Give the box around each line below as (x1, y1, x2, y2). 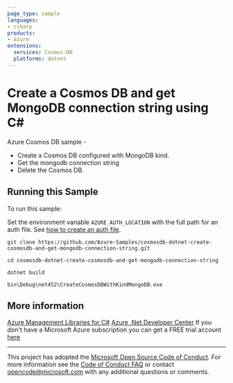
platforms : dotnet (13, 56, 67, 62)
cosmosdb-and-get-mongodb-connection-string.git (7, 244, 150, 252)
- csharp (7, 23, 33, 30)
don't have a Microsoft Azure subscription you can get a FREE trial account (7, 325, 222, 334)
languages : (7, 17, 39, 24)
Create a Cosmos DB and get (7, 85, 175, 101)
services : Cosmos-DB (13, 49, 73, 56)
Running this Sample (7, 186, 98, 198)
